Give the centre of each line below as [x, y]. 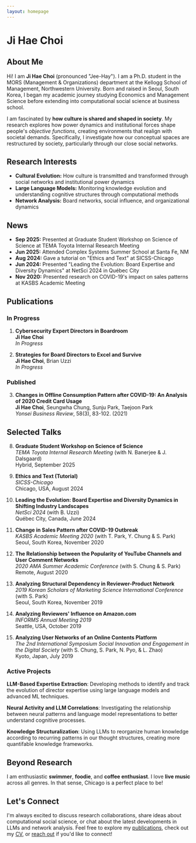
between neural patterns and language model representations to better [92, 714]
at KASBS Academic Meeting [50, 283]
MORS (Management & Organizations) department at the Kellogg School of [97, 82]
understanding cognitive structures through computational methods [97, 194]
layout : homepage [28, 11]
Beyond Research [39, 763]
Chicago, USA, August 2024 [49, 489]
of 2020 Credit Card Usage [49, 401]
